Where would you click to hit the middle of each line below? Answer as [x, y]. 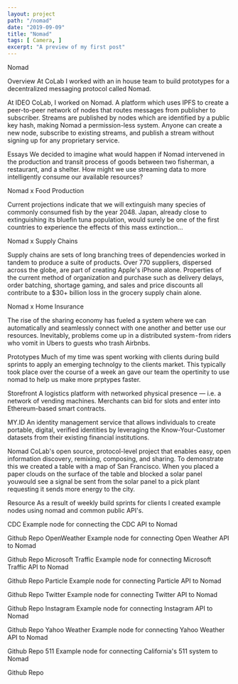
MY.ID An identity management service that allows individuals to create [112, 422]
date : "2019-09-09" [36, 27]
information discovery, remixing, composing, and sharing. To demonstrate [115, 459]
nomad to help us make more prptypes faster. [74, 379]
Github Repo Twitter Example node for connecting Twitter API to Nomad [113, 595]
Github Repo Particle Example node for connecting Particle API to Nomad [114, 581]
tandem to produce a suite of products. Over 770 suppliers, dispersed [109, 262]
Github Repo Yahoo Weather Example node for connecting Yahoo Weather [116, 630]
